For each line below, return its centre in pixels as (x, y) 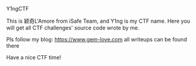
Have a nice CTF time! (34, 57)
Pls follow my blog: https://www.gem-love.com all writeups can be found (96, 39)
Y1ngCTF (17, 9)
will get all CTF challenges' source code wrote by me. (73, 28)
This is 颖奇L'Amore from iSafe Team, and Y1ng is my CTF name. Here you (98, 21)
